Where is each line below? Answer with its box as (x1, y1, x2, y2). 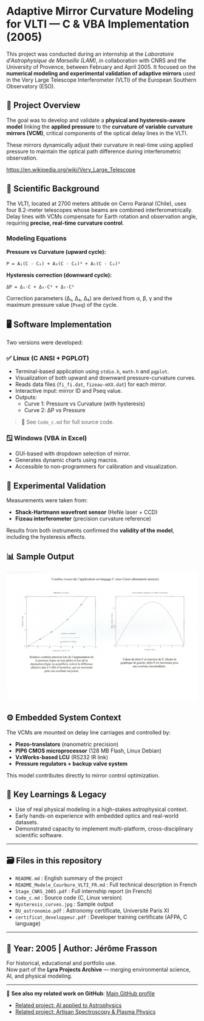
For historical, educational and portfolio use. (6, 960, 117, 967)
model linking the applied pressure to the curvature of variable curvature (6, 123, 193, 130)
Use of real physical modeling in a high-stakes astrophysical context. (15, 805, 188, 813)
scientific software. (15, 831, 64, 838)
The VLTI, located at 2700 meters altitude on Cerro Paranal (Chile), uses (6, 200, 187, 207)
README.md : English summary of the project (15, 875, 123, 882)
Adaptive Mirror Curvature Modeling (6, 4, 194, 18)
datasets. (15, 818, 39, 826)
